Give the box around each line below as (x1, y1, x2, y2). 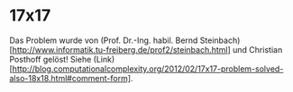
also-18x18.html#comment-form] (9, 72, 132, 83)
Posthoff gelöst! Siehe (9, 54, 92, 64)
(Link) (93, 54, 115, 64)
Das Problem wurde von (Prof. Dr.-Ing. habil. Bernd (9, 35, 198, 46)
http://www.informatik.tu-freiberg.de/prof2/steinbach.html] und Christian (12, 44, 283, 54)
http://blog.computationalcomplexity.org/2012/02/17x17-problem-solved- (12, 63, 284, 74)
